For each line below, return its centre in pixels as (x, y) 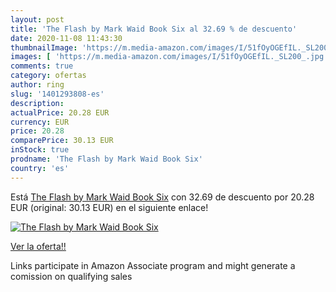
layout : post (37, 19)
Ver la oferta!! (38, 246)
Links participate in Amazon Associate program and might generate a (153, 265)
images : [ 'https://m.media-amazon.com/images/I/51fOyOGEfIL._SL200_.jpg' (169, 57)
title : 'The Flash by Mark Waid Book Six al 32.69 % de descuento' (154, 29)
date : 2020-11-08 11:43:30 (66, 38)
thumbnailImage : (44, 47)
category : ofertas (48, 76)
